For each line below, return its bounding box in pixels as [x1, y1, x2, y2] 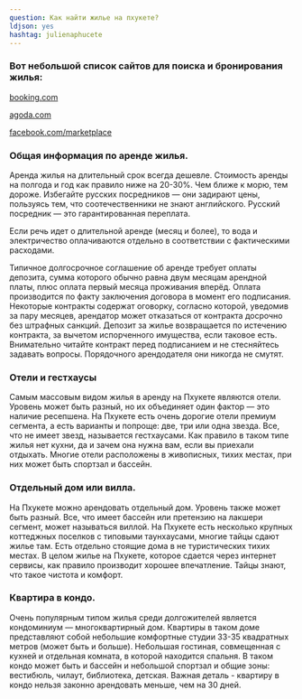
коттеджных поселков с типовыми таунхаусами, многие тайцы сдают [9, 530, 279, 542]
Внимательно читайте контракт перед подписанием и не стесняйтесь [9, 339, 279, 349]
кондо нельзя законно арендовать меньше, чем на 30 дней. [9, 679, 242, 690]
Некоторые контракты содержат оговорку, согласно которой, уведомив [9, 300, 288, 312]
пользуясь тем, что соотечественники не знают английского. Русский [9, 198, 281, 209]
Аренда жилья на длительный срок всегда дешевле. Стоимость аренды [9, 169, 288, 181]
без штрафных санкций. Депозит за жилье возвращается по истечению [9, 320, 287, 331]
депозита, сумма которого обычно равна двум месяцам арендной [9, 272, 268, 283]
